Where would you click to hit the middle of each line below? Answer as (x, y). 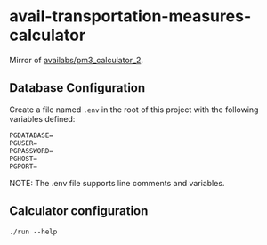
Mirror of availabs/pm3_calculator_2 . (77, 60)
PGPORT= (24, 167)
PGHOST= (24, 159)
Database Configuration (77, 88)
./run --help (33, 232)
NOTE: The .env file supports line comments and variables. (117, 183)
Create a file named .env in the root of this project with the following (134, 110)
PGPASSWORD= (31, 151)
